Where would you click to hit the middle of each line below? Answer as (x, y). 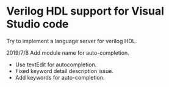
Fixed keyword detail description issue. (64, 71)
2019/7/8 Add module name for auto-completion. (68, 52)
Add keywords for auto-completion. (60, 77)
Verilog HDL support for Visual (85, 11)
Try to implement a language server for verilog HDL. (72, 41)
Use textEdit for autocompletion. (56, 64)
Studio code (38, 24)
